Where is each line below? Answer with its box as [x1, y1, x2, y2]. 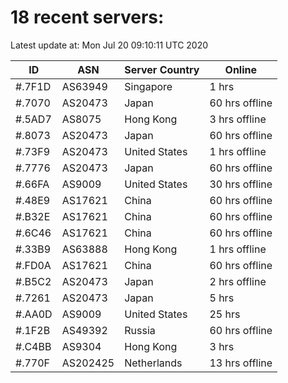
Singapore [124, 79, 173, 93]
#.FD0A [15, 258, 52, 272]
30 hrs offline [209, 177, 273, 191]
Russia [124, 323, 156, 337]
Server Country [124, 62, 200, 76]
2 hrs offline [209, 274, 267, 288]
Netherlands [124, 356, 183, 370]
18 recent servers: [10, 6, 165, 29]
